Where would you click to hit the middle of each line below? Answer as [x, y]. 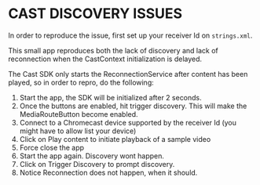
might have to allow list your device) [78, 131]
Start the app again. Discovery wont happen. [92, 156]
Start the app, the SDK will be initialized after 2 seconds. [110, 97]
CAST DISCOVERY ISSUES [95, 14]
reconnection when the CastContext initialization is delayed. [105, 59]
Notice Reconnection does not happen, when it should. [108, 172]
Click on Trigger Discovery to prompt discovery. [97, 164]
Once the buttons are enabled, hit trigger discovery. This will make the [133, 106]
